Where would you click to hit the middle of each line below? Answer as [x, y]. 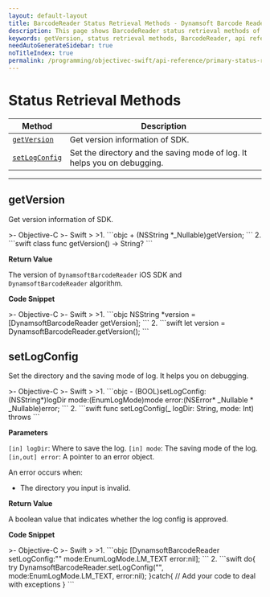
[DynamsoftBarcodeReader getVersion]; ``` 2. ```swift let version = [117, 323]
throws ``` [24, 417]
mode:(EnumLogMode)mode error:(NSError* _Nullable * [161, 400]
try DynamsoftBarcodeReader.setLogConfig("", [86, 567]
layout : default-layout [48, 16]
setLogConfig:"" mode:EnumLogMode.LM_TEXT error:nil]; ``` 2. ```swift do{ [132, 559]
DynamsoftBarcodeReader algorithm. [65, 283]
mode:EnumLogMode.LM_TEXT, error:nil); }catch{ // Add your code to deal [132, 576]
